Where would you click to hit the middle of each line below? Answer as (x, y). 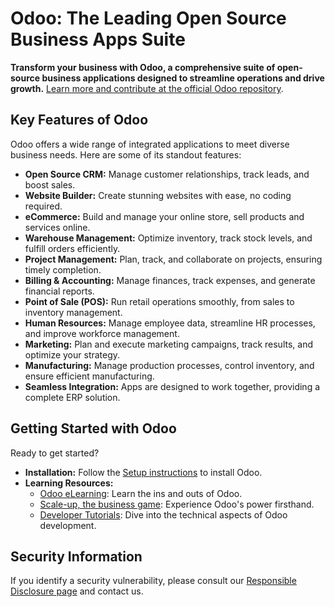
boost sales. (50, 184)
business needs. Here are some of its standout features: (126, 154)
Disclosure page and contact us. (77, 591)
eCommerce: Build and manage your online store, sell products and (164, 216)
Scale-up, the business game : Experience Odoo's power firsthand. (177, 504)
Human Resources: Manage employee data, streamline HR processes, (170, 323)
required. (43, 206)
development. (68, 525)
